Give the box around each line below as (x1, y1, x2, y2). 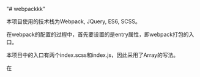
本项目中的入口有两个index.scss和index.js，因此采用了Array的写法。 (6, 51, 179, 59)
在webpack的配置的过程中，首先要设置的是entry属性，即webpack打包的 (6, 31, 189, 38)
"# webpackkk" (6, 5, 46, 12)
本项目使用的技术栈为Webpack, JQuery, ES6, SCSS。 (6, 18, 141, 25)
